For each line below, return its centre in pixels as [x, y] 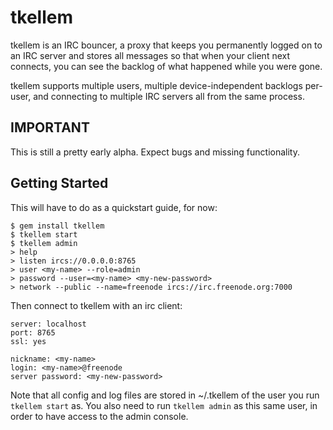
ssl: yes [28, 341]
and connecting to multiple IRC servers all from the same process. [169, 96]
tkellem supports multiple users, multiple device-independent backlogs [156, 85]
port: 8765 [33, 332]
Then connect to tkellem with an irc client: [96, 305]
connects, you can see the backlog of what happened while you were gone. [166, 66]
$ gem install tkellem [57, 226]
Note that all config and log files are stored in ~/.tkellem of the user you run [165, 395]
